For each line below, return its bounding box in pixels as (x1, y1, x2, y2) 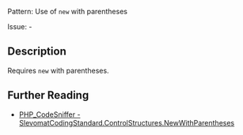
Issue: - (7, 22, 32, 31)
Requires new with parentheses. (7, 66, 109, 75)
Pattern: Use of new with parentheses (7, 7, 128, 16)
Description (7, 45, 66, 58)
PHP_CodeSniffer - (18, 110, 81, 119)
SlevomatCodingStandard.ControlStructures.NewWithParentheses (18, 118, 235, 127)
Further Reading (7, 88, 89, 102)
